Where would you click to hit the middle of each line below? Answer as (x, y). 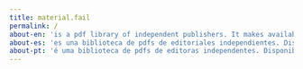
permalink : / (34, 26)
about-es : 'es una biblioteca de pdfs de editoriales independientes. (145, 43)
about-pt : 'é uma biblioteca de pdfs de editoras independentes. (134, 51)
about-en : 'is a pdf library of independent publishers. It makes (137, 34)
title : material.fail (50, 17)
